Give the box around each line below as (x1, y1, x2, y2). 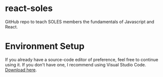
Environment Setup (5, 41, 85, 52)
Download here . (5, 67, 37, 73)
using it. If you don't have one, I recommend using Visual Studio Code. (5, 62, 146, 67)
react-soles (5, 3, 53, 14)
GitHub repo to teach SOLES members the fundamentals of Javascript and (5, 19, 155, 25)
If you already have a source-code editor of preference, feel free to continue (5, 56, 159, 63)
